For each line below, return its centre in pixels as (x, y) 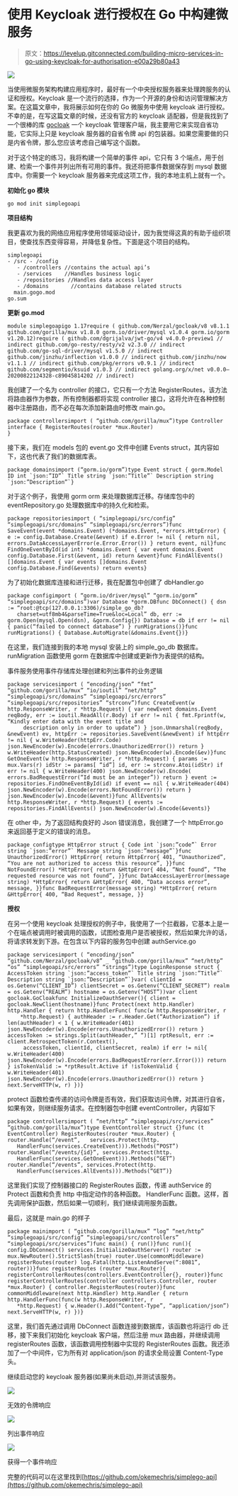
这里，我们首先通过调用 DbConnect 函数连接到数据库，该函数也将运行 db (114, 1326)
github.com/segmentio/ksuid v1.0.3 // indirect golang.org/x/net (106, 370)
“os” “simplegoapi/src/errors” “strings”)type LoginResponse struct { (114, 967)
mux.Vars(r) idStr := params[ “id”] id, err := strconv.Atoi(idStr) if (115, 765)
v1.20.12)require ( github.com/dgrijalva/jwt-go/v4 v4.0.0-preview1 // (115, 338)
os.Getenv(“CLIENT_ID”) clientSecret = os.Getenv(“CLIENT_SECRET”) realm (119, 986)
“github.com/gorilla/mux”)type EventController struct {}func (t (106, 1127)
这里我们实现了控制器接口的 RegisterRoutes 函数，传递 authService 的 (109, 1185)
